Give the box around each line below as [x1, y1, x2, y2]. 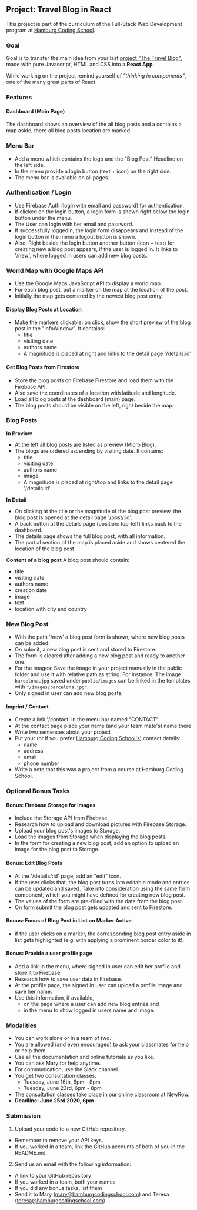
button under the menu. [14, 214, 72, 221]
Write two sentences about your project [14, 728, 111, 736]
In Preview [6, 429, 32, 437]
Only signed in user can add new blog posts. [14, 690, 123, 697]
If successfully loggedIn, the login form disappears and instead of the [14, 226, 183, 234]
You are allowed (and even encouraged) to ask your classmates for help [14, 1041, 189, 1048]
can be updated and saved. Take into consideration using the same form [14, 885, 191, 892]
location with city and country [14, 605, 87, 612]
